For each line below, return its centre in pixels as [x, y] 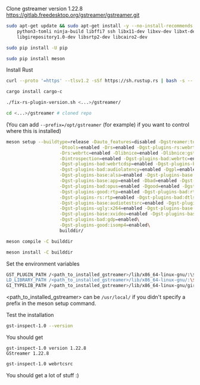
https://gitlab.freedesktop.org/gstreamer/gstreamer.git [73, 15]
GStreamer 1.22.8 [28, 353]
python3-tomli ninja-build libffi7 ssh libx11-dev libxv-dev [94, 31]
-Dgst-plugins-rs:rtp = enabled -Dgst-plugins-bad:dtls [127, 197]
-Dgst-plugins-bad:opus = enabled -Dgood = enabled [119, 186]
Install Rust [20, 70]
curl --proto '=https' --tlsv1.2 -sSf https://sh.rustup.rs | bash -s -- [100, 81]
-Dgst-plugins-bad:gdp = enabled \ [99, 220]
